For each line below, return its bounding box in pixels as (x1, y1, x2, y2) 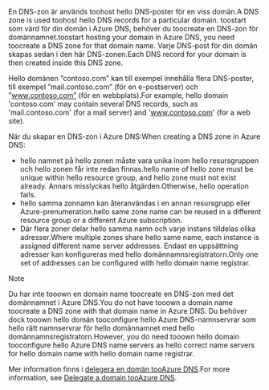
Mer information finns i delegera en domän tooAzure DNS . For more (8, 364, 230, 374)
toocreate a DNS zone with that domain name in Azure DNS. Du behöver (8, 307, 247, 315)
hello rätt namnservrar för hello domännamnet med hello (8, 323, 195, 332)
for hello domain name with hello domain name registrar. (8, 349, 195, 358)
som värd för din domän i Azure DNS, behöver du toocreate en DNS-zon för (8, 24, 259, 33)
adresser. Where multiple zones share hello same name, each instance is (19, 233, 259, 242)
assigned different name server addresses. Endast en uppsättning (19, 241, 238, 250)
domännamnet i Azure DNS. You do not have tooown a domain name (8, 298, 233, 307)
